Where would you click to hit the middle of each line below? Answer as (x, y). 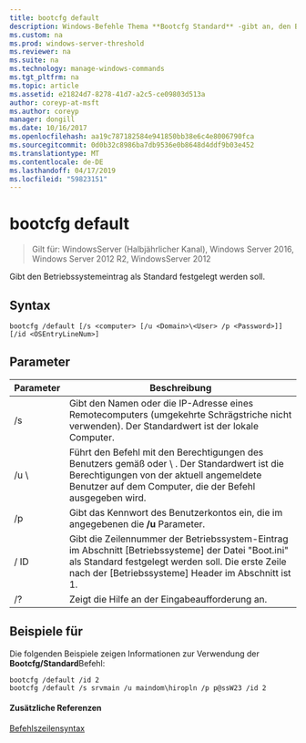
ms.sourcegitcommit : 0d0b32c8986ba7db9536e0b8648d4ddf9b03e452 (132, 145)
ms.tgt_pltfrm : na (44, 77)
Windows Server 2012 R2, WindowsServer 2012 (121, 259)
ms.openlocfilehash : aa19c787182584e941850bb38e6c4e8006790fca (132, 137)
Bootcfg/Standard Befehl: (57, 663)
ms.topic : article (44, 86)
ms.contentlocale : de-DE (56, 162)
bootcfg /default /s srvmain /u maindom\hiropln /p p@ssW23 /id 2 (138, 688)
